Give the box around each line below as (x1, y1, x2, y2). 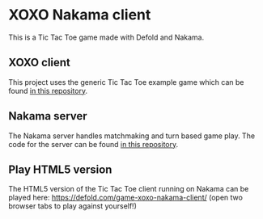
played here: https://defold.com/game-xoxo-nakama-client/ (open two (8, 192, 243, 203)
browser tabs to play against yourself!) (8, 201, 138, 211)
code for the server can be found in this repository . (8, 139, 179, 149)
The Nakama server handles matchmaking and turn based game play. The (8, 131, 256, 141)
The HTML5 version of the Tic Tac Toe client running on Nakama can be (8, 184, 249, 194)
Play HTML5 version (8, 162, 112, 176)
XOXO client (8, 56, 71, 69)
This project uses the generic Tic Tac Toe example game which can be (8, 77, 244, 86)
